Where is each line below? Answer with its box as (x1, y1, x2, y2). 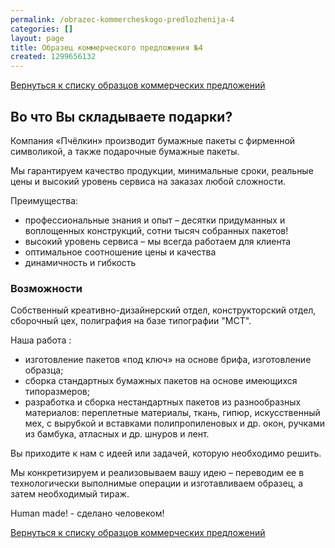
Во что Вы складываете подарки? (10, 108, 233, 125)
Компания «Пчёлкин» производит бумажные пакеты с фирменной (10, 134, 296, 146)
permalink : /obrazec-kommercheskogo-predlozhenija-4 (10, 14, 235, 25)
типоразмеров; (24, 386, 90, 398)
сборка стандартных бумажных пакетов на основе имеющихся (24, 375, 298, 387)
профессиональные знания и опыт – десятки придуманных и (24, 214, 286, 226)
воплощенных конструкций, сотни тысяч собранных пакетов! (24, 224, 289, 236)
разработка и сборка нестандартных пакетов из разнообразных (24, 396, 302, 408)
